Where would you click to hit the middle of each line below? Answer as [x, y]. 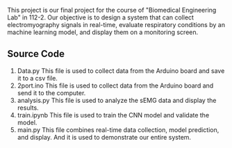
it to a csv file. [37, 78]
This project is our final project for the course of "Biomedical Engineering [112, 10]
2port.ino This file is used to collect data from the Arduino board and [115, 85]
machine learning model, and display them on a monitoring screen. [103, 32]
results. [28, 108]
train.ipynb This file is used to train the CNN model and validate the [113, 115]
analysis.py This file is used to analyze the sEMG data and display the [117, 100]
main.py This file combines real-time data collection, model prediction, [118, 130]
